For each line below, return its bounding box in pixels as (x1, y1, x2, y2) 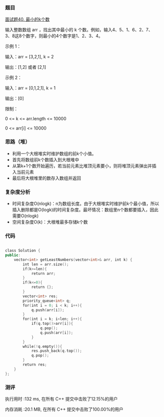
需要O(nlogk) (12, 212, 39, 219)
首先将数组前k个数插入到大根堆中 (12, 156, 79, 162)
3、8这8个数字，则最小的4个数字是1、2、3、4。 (5, 33, 103, 39)
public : (5, 253, 21, 258)
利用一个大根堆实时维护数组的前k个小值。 (12, 151, 96, 156)
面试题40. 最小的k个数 (5, 16, 50, 23)
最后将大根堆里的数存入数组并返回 (12, 175, 81, 181)
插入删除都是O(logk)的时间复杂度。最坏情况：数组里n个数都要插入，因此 (12, 207, 159, 212)
